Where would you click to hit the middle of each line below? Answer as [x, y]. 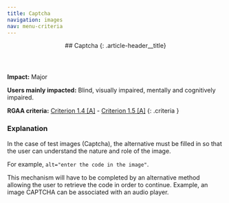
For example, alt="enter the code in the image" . [78, 164]
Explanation [28, 129]
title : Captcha [29, 13]
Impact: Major [28, 77]
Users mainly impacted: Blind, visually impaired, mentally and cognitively [111, 91]
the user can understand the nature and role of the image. [89, 151]
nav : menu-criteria [35, 26]
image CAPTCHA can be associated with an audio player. [88, 192]
